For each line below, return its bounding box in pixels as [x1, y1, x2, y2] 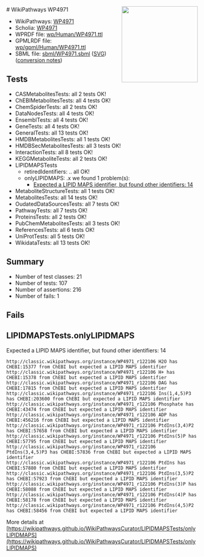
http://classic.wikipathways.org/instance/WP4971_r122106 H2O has [6, 359, 178, 365]
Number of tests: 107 [15, 279, 68, 287]
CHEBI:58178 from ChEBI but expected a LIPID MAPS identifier [6, 497, 167, 503]
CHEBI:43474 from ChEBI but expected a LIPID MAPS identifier [6, 406, 167, 413]
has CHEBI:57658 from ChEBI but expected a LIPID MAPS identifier [6, 427, 178, 434]
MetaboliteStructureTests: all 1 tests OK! [15, 187, 115, 194]
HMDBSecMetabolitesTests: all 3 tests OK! [15, 142, 121, 149]
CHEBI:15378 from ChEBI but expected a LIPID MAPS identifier [6, 374, 167, 380]
